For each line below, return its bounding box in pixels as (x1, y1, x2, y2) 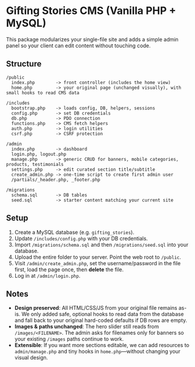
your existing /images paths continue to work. (14, 335, 124, 342)
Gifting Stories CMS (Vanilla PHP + (6, 4, 176, 18)
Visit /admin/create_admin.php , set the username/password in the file (14, 259, 181, 266)
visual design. (14, 354, 48, 361)
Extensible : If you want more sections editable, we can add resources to (14, 342, 190, 349)
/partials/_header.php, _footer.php (11, 176, 100, 182)
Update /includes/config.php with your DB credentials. (14, 235, 148, 242)
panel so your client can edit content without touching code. (6, 42, 151, 49)
